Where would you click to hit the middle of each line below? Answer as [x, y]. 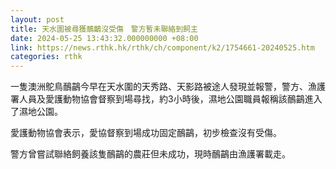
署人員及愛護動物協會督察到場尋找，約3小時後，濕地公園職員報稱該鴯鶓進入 [166, 99]
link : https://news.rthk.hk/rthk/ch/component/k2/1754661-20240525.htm [162, 47]
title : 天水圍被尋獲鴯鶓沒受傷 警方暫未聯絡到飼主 [104, 29]
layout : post [37, 19]
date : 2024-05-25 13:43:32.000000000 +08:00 [104, 38]
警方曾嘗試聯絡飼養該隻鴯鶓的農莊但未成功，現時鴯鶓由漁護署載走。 [150, 154]
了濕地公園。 [36, 112]
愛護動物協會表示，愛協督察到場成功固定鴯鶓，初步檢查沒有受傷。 [146, 133]
